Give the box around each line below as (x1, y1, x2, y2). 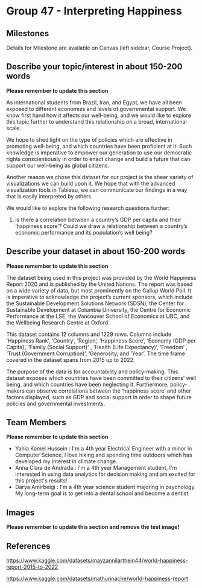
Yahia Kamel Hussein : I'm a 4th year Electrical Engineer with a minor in (14, 445, 192, 452)
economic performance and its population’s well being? (14, 229, 153, 236)
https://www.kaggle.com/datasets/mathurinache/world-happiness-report (6, 575, 189, 583)
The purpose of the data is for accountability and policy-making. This (6, 368, 178, 375)
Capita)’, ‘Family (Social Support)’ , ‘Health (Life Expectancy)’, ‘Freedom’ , (6, 343, 188, 350)
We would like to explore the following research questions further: (6, 204, 170, 212)
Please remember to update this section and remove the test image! (6, 523, 180, 531)
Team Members (6, 417, 66, 428)
